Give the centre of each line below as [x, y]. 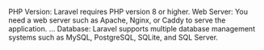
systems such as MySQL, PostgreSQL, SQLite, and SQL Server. [113, 37]
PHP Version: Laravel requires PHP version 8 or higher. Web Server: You [128, 12]
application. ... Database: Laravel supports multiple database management [132, 29]
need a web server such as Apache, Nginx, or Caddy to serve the [117, 20]
